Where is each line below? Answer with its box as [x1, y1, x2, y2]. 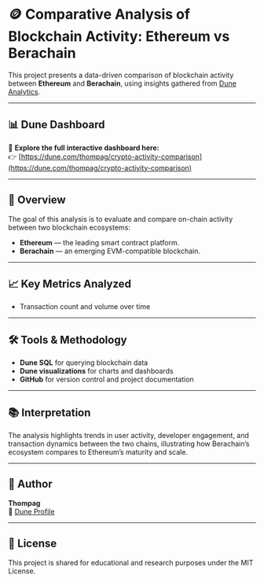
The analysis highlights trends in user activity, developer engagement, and [8, 431, 250, 440]
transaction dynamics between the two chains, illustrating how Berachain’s [8, 439, 250, 448]
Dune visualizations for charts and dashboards [19, 367, 174, 376]
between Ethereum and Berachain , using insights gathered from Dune [8, 79, 237, 88]
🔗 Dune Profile [8, 506, 55, 516]
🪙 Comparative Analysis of [8, 6, 191, 24]
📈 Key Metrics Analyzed [8, 277, 132, 290]
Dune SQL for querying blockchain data [19, 358, 148, 367]
